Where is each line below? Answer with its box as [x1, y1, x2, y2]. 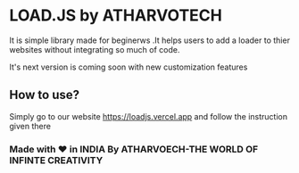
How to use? [9, 87, 80, 103]
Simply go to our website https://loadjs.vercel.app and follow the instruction [9, 111, 288, 121]
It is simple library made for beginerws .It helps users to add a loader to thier [9, 35, 290, 45]
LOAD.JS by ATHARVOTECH [9, 5, 223, 26]
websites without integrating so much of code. [9, 44, 180, 54]
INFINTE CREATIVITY [9, 153, 104, 166]
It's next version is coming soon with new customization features [9, 62, 248, 72]
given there [9, 120, 52, 131]
